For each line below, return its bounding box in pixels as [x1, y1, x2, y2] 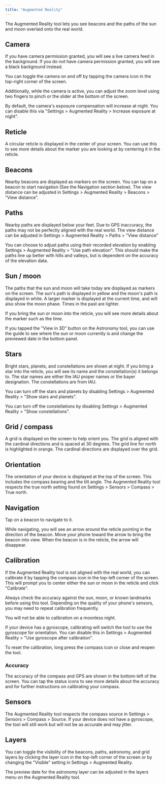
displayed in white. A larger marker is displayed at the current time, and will [5, 296, 158, 301]
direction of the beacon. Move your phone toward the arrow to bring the [5, 531, 151, 537]
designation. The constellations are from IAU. [5, 378, 97, 385]
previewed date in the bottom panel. [5, 336, 79, 341]
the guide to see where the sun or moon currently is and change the [5, 330, 143, 336]
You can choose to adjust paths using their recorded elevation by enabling [5, 242, 156, 248]
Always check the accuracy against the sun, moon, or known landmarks [5, 595, 151, 600]
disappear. [5, 542, 27, 548]
